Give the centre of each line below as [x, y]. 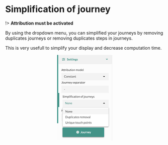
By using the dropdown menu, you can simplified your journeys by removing [84, 33]
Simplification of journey [58, 9]
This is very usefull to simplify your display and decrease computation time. [83, 48]
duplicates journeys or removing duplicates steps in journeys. [69, 38]
